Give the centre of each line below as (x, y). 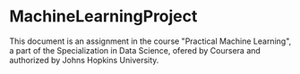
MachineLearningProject (103, 16)
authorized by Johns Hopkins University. (84, 60)
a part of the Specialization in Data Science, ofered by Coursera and (135, 50)
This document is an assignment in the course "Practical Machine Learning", (150, 41)
